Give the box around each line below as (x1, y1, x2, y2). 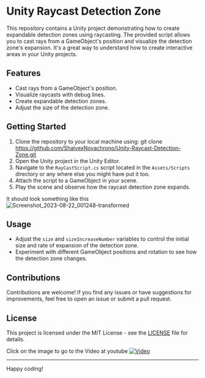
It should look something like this (6, 195, 89, 202)
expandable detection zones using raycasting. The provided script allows (6, 31, 190, 38)
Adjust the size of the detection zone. (15, 104, 110, 111)
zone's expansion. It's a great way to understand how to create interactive (6, 44, 193, 51)
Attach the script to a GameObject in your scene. (15, 176, 138, 184)
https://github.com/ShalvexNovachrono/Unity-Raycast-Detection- (15, 144, 181, 151)
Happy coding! (6, 365, 44, 372)
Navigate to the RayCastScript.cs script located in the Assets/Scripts (15, 164, 190, 171)
